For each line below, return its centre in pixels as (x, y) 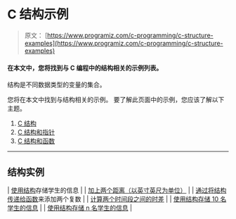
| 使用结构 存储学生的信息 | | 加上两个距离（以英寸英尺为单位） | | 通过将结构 (117, 190)
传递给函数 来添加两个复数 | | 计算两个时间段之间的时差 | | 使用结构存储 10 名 (117, 199)
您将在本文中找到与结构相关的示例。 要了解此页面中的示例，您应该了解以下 (116, 100)
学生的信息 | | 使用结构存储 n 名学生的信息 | (70, 208)
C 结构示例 (38, 14)
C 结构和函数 (36, 141)
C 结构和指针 (36, 132)
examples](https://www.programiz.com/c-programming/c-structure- (124, 43)
